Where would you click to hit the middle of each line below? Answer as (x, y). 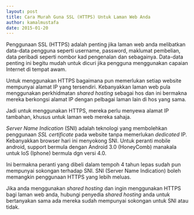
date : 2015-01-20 (27, 28)
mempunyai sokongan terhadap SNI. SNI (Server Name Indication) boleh (93, 171)
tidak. (13, 207)
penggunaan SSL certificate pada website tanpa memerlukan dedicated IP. (97, 135)
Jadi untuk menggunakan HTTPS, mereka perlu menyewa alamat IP (87, 111)
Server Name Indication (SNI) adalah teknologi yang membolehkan (87, 128)
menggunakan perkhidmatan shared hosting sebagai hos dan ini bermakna (97, 93)
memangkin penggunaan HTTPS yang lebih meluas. (69, 177)
